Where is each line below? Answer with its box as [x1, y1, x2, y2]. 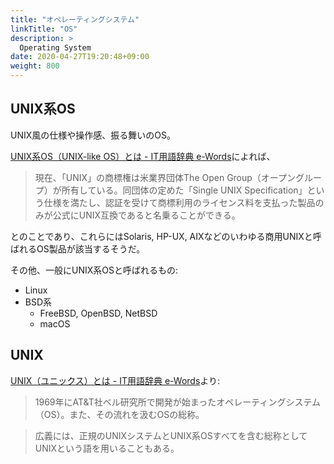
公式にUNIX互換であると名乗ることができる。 [52, 209, 241, 221]
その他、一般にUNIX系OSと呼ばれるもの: [10, 264, 178, 276]
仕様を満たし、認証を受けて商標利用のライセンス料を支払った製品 [43, 196, 316, 208]
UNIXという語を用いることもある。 [34, 442, 180, 454]
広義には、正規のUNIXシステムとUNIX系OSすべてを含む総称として [34, 429, 308, 441]
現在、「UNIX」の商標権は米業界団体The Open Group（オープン [34, 171, 297, 183]
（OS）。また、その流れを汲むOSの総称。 [34, 408, 205, 420]
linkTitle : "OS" [10, 24, 78, 34]
